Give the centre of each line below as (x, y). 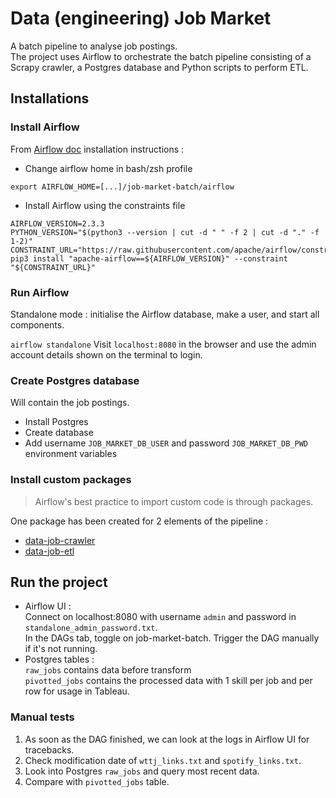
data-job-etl (49, 551)
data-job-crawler (60, 540)
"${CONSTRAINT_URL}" (53, 267)
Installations (50, 98)
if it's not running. (61, 649)
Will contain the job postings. (70, 403)
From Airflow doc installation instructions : (97, 149)
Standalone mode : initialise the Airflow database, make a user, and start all (165, 314)
